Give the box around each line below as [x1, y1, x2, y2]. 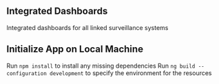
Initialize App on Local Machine [6, 44, 144, 55]
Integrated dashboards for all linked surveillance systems [6, 23, 169, 31]
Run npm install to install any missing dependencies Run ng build [6, 61, 196, 70]
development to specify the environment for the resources [50, 68, 212, 77]
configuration [6, 70, 48, 77]
